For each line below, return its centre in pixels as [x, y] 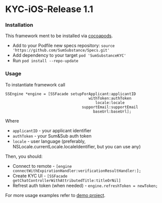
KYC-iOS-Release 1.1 [49, 9]
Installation [19, 25]
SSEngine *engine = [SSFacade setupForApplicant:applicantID [71, 94]
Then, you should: [24, 156]
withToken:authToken [110, 98]
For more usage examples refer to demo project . [55, 195]
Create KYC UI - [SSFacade [40, 176]
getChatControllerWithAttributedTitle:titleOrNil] [67, 180]
